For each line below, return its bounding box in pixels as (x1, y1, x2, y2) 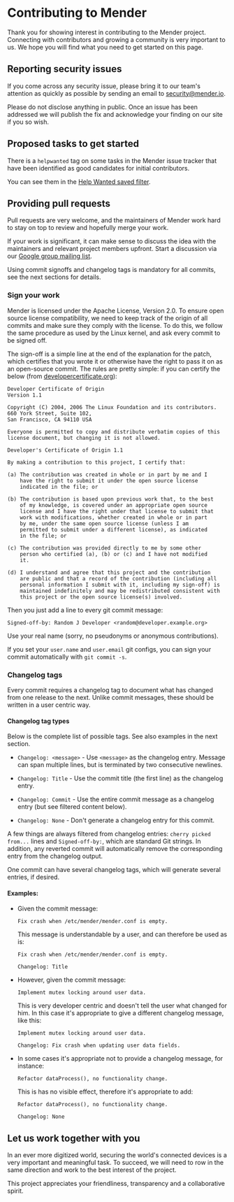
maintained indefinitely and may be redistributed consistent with (20, 587, 220, 594)
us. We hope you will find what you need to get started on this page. (7, 43, 204, 51)
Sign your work (7, 290, 60, 300)
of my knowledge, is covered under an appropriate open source (20, 501, 208, 508)
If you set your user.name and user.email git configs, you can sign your (7, 645, 212, 653)
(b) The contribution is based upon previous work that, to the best (7, 495, 214, 503)
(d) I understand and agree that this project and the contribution (7, 568, 211, 576)
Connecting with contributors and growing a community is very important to (7, 35, 226, 43)
